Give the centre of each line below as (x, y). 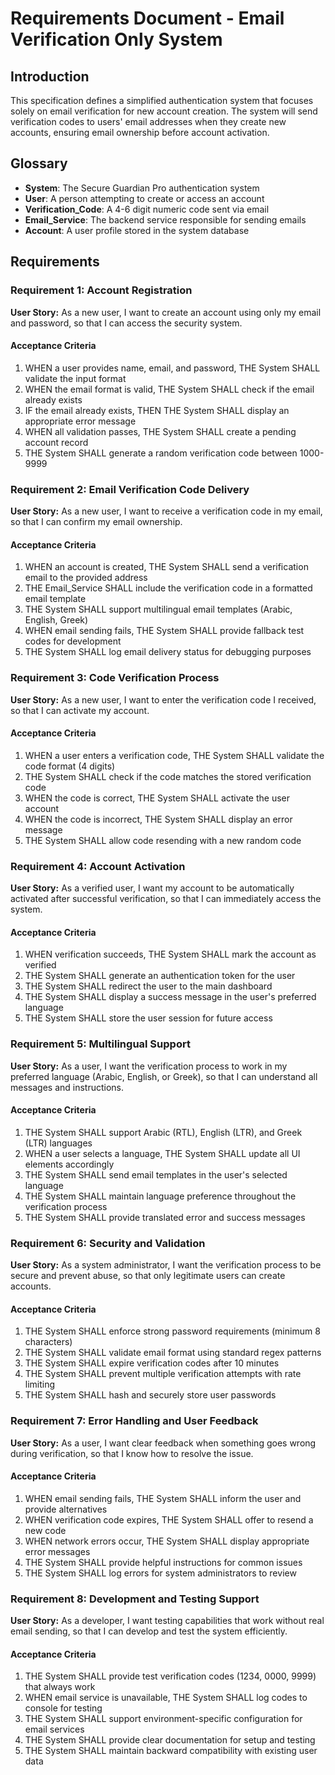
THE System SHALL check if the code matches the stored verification (168, 776)
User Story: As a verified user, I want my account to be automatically (152, 888)
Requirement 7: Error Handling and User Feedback (134, 1421)
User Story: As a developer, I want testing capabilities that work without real (167, 1620)
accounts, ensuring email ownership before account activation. (140, 132)
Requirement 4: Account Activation (98, 866)
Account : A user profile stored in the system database (137, 230)
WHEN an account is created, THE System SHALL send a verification (166, 567)
